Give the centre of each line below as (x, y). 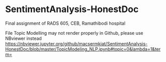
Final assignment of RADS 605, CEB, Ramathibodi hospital (65, 23)
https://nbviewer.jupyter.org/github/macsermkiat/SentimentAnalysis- (76, 43)
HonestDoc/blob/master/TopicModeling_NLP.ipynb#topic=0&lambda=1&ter (83, 49)
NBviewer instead (23, 38)
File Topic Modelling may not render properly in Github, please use (74, 33)
